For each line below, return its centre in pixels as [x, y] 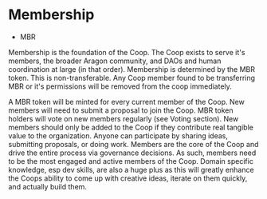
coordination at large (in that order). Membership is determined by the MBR [132, 69]
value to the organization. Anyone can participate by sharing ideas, [118, 135]
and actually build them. [48, 186]
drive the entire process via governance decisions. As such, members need [132, 153]
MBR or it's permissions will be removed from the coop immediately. [120, 86]
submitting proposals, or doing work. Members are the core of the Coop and [133, 144]
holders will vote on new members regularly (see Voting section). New [124, 118]
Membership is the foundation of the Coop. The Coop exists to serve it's [127, 52]
